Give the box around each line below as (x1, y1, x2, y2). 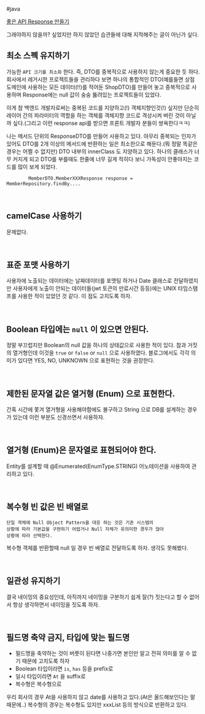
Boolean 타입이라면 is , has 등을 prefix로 (15, 665, 114, 672)
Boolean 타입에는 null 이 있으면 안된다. (6, 324, 149, 334)
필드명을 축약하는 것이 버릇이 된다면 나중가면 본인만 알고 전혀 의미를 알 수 (15, 650, 191, 657)
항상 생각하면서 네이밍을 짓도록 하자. (12, 601, 100, 608)
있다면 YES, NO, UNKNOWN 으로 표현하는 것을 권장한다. (17, 357, 155, 364)
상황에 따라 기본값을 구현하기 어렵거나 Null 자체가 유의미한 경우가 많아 (6, 526, 164, 532)
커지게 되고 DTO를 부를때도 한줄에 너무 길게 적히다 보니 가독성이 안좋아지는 (12, 155, 193, 163)
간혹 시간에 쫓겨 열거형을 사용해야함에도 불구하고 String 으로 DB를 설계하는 (6, 406, 186, 413)
